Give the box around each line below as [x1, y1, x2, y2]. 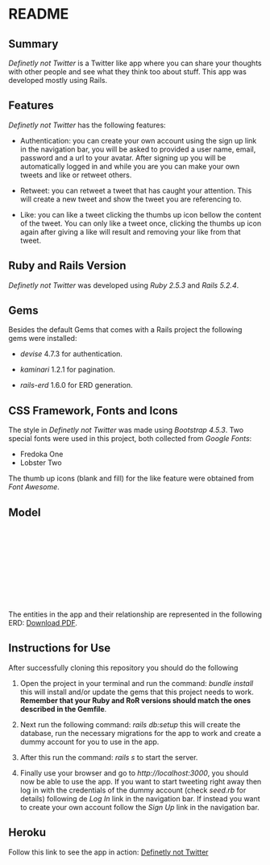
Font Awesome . [8, 482, 60, 492]
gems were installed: [8, 334, 77, 343]
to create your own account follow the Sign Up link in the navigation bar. [19, 802, 260, 812]
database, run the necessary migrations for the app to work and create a [19, 728, 262, 738]
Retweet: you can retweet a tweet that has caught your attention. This [19, 185, 252, 195]
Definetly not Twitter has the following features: [8, 120, 167, 130]
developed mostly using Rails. [8, 76, 107, 85]
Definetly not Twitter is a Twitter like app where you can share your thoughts [8, 58, 262, 68]
